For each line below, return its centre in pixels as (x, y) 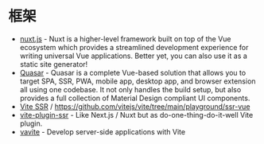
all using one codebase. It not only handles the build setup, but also (130, 89)
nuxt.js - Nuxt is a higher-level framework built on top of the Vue (126, 39)
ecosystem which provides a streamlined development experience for (134, 47)
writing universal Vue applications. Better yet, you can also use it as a (134, 56)
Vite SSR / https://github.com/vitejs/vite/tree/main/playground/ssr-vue (135, 106)
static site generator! (54, 64)
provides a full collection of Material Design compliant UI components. (135, 98)
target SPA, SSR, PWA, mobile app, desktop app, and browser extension (138, 81)
